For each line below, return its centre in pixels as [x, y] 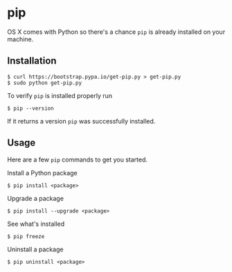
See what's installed [36, 224]
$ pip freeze [26, 236]
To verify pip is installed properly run [60, 95]
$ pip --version [30, 108]
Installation [32, 61]
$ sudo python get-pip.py [44, 83]
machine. [20, 39]
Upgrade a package [36, 198]
